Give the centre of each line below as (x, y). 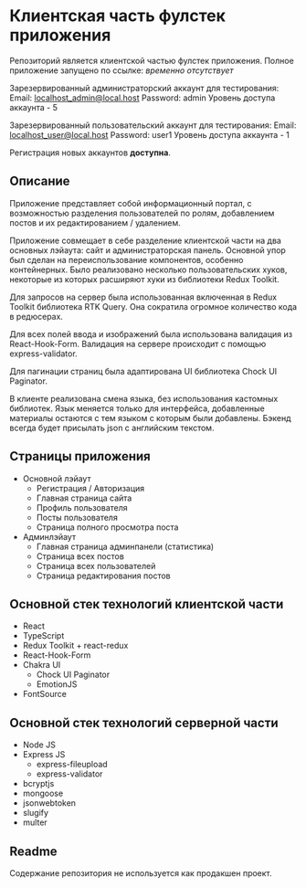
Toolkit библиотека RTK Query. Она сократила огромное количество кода (153, 306)
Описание (40, 181)
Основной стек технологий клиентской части (147, 604)
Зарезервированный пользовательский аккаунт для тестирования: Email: (153, 125)
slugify (35, 813)
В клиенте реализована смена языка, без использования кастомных (144, 398)
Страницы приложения (80, 456)
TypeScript (43, 636)
